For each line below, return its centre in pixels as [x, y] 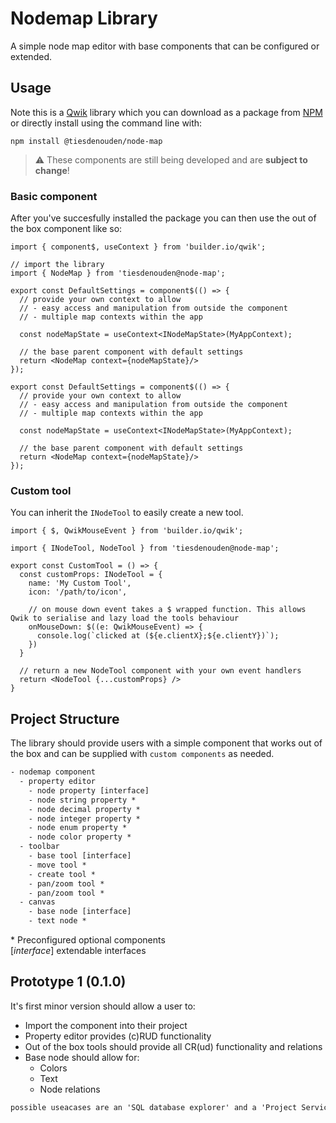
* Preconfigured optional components [88, 940]
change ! [52, 170]
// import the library [57, 265]
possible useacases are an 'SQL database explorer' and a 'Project [154, 1107]
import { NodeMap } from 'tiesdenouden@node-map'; [118, 273]
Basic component [54, 196]
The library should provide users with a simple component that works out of [166, 743]
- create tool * [62, 874]
